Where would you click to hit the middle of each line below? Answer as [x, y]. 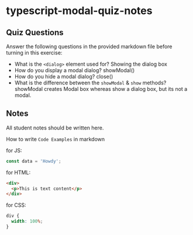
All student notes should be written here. [55, 128]
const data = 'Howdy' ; [34, 161]
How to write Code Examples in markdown [56, 139]
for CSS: [16, 205]
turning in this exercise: [34, 53]
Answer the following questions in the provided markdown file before [89, 46]
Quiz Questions [35, 33]
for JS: [14, 150]
